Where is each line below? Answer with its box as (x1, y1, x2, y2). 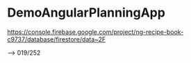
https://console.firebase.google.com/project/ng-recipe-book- (7, 28, 184, 36)
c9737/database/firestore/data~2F (7, 35, 106, 43)
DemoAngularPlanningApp (7, 5, 165, 21)
